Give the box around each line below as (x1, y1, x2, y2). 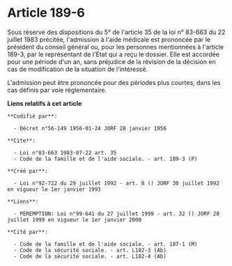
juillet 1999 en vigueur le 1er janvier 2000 (7, 216, 141, 224)
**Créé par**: (7, 167, 49, 175)
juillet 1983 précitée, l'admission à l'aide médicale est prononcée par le (7, 35, 211, 43)
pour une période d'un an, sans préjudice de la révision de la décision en (7, 57, 216, 65)
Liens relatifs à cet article (7, 99, 82, 107)
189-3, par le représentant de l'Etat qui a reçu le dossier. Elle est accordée (7, 50, 219, 58)
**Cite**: (7, 137, 36, 144)
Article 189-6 (7, 5, 85, 21)
